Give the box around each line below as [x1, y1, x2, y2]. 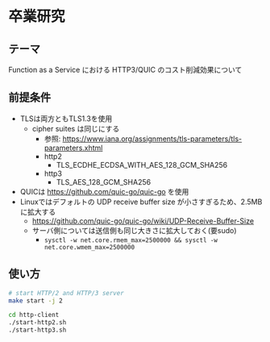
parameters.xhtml [44, 143, 103, 152]
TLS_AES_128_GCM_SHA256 [56, 177, 152, 186]
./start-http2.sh [8, 319, 67, 327]
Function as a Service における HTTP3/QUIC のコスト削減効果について [8, 65, 243, 74]
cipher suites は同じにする [31, 123, 120, 133]
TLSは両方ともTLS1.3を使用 [19, 114, 113, 123]
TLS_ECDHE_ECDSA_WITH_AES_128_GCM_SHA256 [56, 160, 228, 169]
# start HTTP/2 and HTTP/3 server [8, 289, 125, 297]
